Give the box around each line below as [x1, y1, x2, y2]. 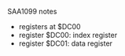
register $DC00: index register [18, 31, 118, 39]
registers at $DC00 [18, 22, 81, 31]
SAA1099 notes [7, 7, 57, 16]
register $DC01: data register [18, 39, 113, 48]
